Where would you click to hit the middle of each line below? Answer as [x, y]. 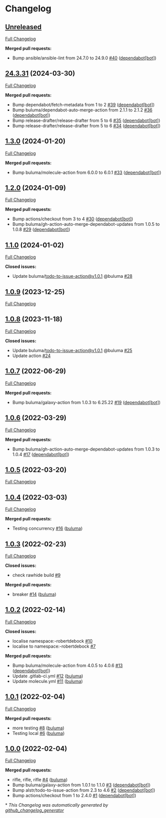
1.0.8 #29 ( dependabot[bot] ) [41, 230]
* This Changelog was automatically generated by [57, 805]
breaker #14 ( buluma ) [34, 594]
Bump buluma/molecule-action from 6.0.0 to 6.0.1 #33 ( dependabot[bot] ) [87, 172]
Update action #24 [31, 356]
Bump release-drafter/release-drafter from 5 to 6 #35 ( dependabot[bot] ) [86, 120]
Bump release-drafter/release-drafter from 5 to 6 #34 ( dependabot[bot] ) [86, 126]
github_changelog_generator [35, 811]
